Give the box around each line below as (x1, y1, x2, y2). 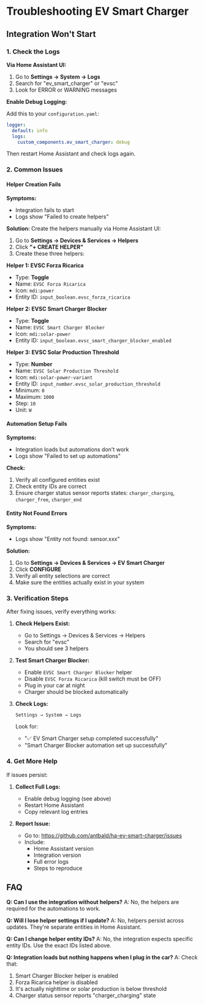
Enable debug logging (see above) (24, 795, 111, 802)
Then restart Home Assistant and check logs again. (6, 150, 136, 157)
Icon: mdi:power (15, 286, 55, 294)
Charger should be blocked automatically (24, 688, 129, 696)
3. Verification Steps (6, 594, 69, 602)
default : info (12, 127, 48, 133)
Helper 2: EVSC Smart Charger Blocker (6, 305, 107, 312)
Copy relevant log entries (24, 808, 88, 815)
